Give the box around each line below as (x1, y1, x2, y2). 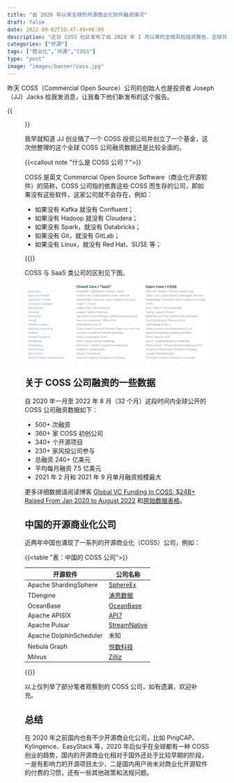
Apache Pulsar (27, 621, 70, 629)
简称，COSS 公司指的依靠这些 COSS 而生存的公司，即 (42, 182, 198, 190)
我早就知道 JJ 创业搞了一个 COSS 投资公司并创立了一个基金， (24, 134, 202, 142)
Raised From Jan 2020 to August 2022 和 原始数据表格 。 (24, 496, 187, 504)
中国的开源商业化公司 (24, 519, 116, 531)
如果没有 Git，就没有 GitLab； (34, 231, 120, 240)
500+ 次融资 (34, 420, 71, 429)
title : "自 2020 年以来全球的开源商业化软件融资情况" (7, 11, 148, 18)
